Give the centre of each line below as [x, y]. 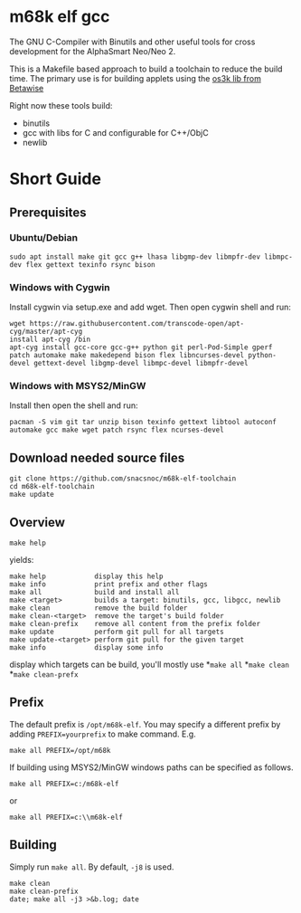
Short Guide [56, 179]
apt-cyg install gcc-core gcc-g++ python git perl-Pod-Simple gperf [141, 347]
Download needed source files [97, 457]
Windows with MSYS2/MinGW [78, 386]
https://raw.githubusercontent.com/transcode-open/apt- [137, 324]
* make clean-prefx [44, 674]
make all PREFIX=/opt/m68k [60, 750]
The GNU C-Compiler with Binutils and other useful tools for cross [132, 42]
